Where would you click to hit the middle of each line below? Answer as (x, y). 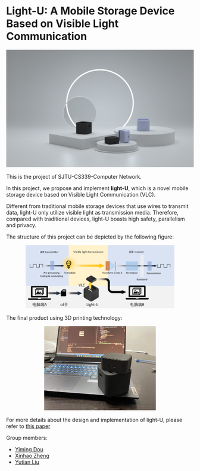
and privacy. (21, 225)
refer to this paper (28, 426)
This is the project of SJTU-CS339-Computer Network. (74, 177)
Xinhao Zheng (32, 456)
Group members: (27, 438)
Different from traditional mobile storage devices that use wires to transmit (97, 206)
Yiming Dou (29, 449)
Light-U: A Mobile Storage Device (90, 11)
